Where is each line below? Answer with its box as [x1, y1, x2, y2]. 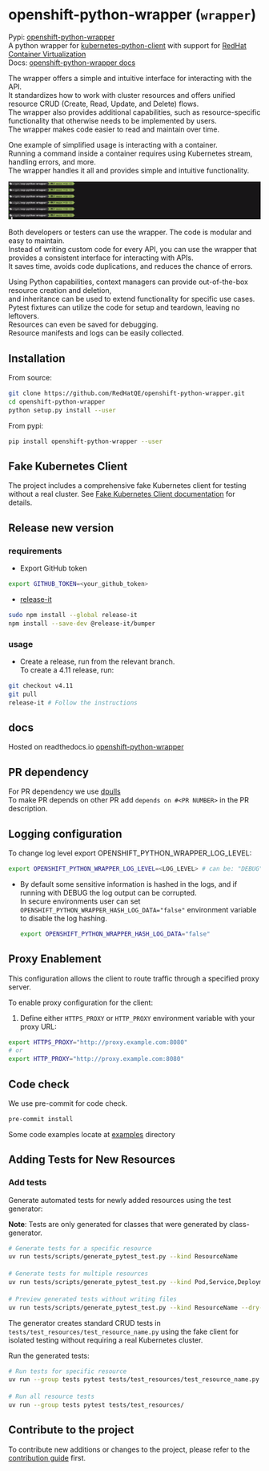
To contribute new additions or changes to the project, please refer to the [8, 1445, 251, 1454]
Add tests [8, 1177, 47, 1189]
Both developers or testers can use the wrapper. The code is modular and [8, 227, 252, 238]
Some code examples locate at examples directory [8, 1129, 176, 1139]
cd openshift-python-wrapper [8, 397, 106, 406]
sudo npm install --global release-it [8, 611, 138, 619]
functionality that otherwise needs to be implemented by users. [8, 116, 218, 125]
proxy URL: [19, 1022, 58, 1031]
